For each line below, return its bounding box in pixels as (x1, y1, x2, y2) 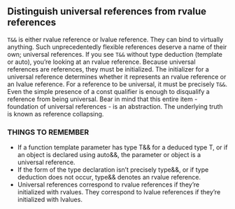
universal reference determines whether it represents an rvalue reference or (7, 72, 227, 81)
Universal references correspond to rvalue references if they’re (17, 180, 200, 189)
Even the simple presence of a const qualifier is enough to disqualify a (7, 87, 210, 95)
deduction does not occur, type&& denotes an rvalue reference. (17, 173, 201, 182)
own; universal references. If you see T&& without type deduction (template (7, 50, 222, 58)
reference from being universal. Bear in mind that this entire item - (7, 95, 198, 103)
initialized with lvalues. (17, 196, 83, 204)
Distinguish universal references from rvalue (7, 6, 206, 18)
